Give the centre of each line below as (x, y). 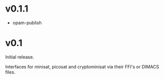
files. (10, 72)
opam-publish (27, 23)
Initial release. (20, 57)
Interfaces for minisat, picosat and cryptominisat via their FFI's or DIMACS (82, 66)
